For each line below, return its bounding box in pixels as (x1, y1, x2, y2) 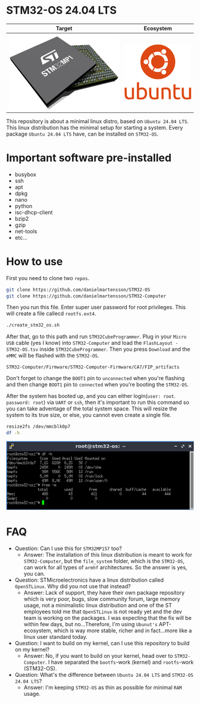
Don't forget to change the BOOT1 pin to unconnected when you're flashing (6, 375, 185, 382)
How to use (6, 255, 63, 268)
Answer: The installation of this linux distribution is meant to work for (23, 551, 192, 558)
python (14, 202, 33, 209)
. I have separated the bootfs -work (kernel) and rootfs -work (45, 658, 194, 666)
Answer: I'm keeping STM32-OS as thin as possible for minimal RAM (23, 684, 183, 691)
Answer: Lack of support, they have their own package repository (23, 589, 185, 597)
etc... (14, 234, 28, 241)
